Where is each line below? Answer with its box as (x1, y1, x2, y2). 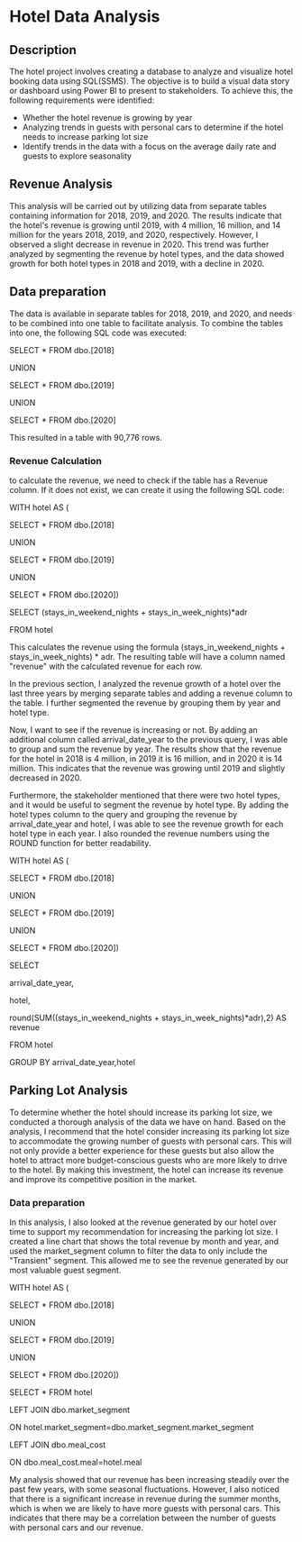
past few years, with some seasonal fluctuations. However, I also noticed (9, 1484, 279, 1495)
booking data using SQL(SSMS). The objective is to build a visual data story (9, 76, 290, 87)
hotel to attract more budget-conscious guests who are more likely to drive (9, 1154, 288, 1165)
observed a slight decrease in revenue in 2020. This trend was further (9, 239, 270, 250)
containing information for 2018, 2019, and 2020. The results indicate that (9, 210, 282, 221)
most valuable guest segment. (9, 1264, 122, 1276)
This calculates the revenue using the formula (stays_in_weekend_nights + (9, 642, 286, 652)
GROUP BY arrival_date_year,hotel (9, 1056, 135, 1067)
